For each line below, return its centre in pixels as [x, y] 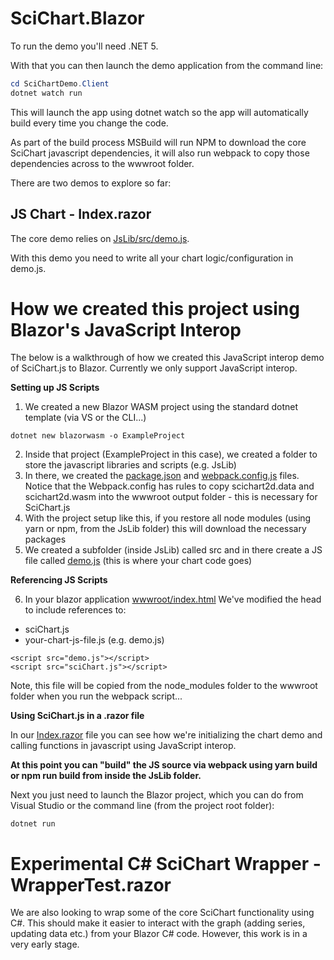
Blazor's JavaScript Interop [126, 329]
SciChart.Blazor [77, 18]
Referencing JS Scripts [59, 580]
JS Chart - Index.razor [81, 214]
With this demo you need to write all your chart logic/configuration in [152, 258]
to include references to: [75, 610]
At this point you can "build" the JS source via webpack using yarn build [164, 765]
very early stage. [45, 944]
